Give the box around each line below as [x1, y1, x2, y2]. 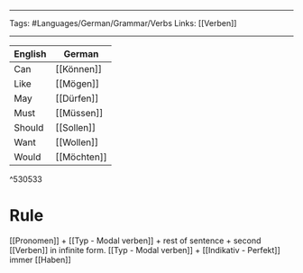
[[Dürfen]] [55, 92, 99, 105]
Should [14, 122, 44, 133]
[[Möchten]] [55, 150, 107, 163]
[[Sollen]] [55, 122, 96, 133]
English [14, 48, 47, 59]
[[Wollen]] [55, 136, 99, 149]
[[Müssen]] [55, 107, 104, 119]
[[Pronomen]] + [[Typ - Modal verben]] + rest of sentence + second [9, 235, 262, 246]
